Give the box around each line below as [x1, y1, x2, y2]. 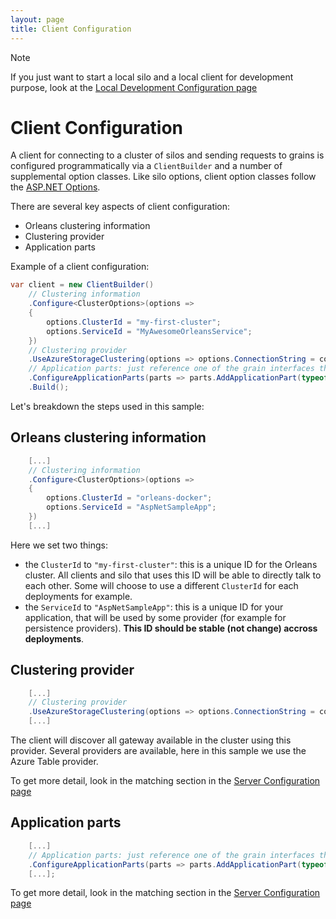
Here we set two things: [10, 539, 108, 551]
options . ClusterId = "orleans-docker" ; [46, 493, 213, 503]
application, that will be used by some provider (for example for [24, 611, 287, 623]
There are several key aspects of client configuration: [10, 201, 231, 213]
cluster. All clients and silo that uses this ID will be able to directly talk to [24, 569, 322, 581]
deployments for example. [24, 590, 133, 602]
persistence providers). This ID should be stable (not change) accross [24, 622, 318, 634]
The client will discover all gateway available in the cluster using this [10, 734, 292, 746]
